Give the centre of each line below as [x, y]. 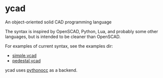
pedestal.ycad [26, 60]
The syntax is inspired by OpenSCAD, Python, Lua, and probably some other [81, 31]
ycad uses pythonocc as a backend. [41, 70]
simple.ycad [24, 55]
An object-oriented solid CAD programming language [58, 22]
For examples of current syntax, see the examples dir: [59, 46]
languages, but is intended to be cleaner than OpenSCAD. [63, 37]
